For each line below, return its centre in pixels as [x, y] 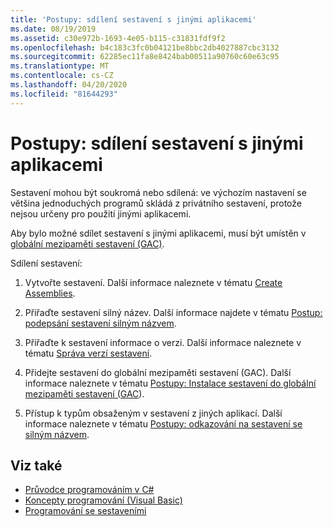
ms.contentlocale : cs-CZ [62, 76]
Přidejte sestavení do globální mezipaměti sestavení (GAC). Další [158, 372]
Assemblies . [50, 293]
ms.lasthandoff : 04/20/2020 [69, 85]
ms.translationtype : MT [60, 66]
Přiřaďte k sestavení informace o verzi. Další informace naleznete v [163, 342]
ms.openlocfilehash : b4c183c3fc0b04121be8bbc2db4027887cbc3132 [145, 47]
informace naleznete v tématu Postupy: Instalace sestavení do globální [170, 383]
